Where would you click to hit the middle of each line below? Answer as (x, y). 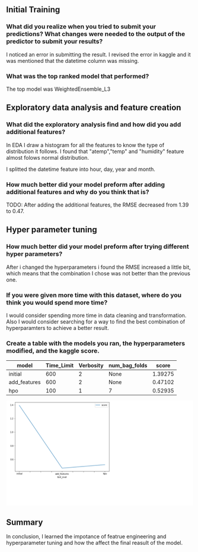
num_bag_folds (128, 365)
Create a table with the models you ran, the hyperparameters (96, 343)
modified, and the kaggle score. (53, 351)
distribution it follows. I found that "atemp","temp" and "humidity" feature (95, 151)
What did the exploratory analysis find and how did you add (94, 125)
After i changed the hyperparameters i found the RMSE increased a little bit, (98, 267)
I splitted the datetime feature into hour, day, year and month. (81, 169)
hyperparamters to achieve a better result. (58, 328)
